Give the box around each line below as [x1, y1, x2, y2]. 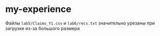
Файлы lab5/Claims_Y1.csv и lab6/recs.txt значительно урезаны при [5, 20, 155, 26]
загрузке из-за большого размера [5, 25, 80, 31]
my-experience [5, 3, 71, 15]
